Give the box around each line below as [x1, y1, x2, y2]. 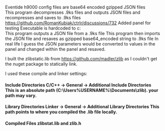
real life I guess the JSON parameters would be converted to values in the [5, 41, 156, 46]
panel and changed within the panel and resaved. [5, 46, 106, 52]
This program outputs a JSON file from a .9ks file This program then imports [5, 31, 161, 36]
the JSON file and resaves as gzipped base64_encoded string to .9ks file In [5, 36, 159, 42]
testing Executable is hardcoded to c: [5, 25, 81, 31]
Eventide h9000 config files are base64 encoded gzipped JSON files [5, 4, 146, 10]
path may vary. [5, 92, 37, 98]
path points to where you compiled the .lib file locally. [5, 109, 118, 115]
